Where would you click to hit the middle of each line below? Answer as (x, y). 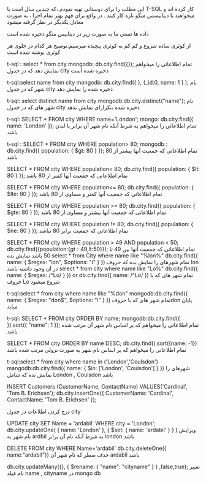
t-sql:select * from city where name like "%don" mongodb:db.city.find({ (97, 293)
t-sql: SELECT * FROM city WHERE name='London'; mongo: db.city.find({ (100, 119)
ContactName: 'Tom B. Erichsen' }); (52, 400)
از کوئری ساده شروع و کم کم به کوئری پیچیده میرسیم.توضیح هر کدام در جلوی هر (99, 46)
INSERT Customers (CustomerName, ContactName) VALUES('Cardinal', (97, 386)
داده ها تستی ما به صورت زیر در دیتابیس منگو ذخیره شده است (78, 34)
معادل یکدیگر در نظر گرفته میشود (45, 22)
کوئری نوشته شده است (34, 52)
